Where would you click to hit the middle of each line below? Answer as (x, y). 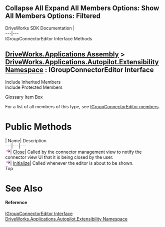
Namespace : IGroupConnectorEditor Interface (79, 70)
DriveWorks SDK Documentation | (40, 28)
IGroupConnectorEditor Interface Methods (49, 38)
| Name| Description (26, 140)
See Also (24, 188)
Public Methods (38, 126)
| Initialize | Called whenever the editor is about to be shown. (72, 163)
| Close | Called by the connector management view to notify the (76, 152)
